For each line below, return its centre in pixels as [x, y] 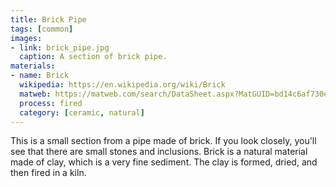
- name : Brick [40, 76]
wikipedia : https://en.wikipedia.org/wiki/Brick [122, 85]
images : [26, 38]
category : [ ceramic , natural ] [82, 112]
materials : [33, 66]
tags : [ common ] [42, 29]
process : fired [51, 103]
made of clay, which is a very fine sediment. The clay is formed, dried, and [164, 162]
